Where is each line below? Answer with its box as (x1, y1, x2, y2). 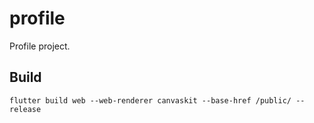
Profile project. (9, 40, 71, 52)
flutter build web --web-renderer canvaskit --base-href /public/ (9, 95, 292, 106)
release (9, 104, 42, 114)
